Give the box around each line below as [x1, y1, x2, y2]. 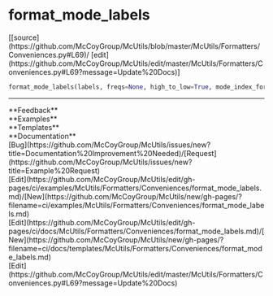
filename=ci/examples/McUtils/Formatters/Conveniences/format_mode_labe [8, 200, 265, 210]
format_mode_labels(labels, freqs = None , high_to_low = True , [8, 83, 213, 91]
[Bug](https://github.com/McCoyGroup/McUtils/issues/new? [8, 140, 211, 150]
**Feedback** [8, 105, 58, 115]
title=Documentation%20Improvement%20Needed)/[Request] [8, 148, 217, 158]
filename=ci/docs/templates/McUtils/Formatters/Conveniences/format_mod [8, 243, 262, 253]
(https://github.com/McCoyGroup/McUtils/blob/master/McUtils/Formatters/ [8, 41, 260, 50]
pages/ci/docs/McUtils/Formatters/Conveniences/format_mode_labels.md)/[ [8, 226, 265, 236]
